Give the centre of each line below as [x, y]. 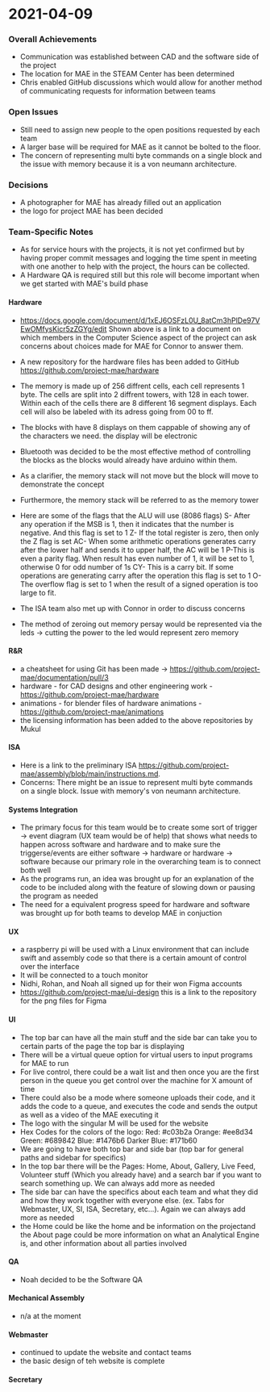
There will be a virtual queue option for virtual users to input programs [136, 1055]
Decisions [28, 185]
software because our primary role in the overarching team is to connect [140, 862]
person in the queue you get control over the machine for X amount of [136, 1080]
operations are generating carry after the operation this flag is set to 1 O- [141, 575]
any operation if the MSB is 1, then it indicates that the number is [127, 524]
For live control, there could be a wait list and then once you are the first [139, 1072]
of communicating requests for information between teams [118, 91]
